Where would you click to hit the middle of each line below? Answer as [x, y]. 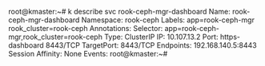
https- [230, 37]
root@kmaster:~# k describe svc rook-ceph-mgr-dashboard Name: [119, 12]
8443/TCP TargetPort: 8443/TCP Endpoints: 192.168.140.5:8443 [151, 45]
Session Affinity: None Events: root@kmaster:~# [88, 54]
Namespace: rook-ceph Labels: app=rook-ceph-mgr [168, 20]
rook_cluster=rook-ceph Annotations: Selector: [86, 28]
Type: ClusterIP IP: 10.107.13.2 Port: [161, 37]
